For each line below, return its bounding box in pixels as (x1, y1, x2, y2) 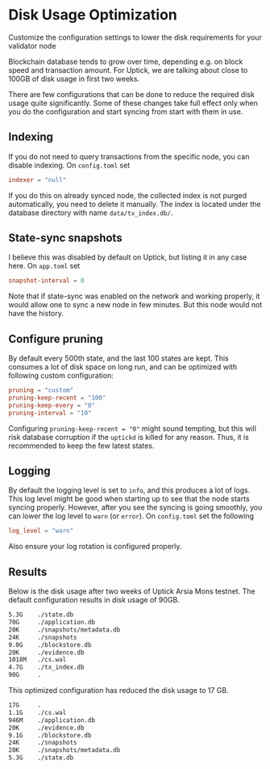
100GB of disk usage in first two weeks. (8, 74, 139, 83)
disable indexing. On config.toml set (8, 160, 131, 170)
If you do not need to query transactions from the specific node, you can (8, 151, 250, 161)
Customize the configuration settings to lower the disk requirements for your (8, 32, 262, 42)
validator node (8, 40, 56, 50)
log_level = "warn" (8, 527, 74, 535)
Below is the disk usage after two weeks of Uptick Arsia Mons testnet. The (8, 586, 255, 596)
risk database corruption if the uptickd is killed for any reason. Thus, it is (8, 432, 250, 442)
